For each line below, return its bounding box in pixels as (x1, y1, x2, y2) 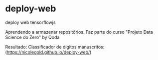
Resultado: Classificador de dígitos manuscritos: (5, 44, 105, 50)
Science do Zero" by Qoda (5, 34, 60, 40)
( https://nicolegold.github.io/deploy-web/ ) (5, 49, 92, 55)
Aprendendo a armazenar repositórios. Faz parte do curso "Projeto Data (5, 29, 154, 35)
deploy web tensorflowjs (5, 19, 56, 25)
